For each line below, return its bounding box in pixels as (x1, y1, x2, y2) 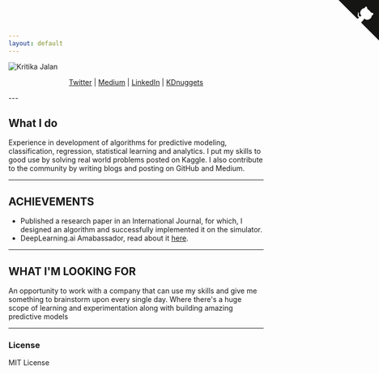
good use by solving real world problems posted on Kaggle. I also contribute (8, 155, 263, 165)
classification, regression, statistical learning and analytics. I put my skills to (8, 147, 262, 156)
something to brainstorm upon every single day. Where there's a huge (8, 295, 242, 304)
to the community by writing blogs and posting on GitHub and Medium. (8, 164, 245, 173)
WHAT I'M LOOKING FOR (8, 264, 136, 278)
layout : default (8, 39, 63, 48)
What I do (8, 117, 58, 130)
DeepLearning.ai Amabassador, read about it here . (19, 233, 189, 243)
